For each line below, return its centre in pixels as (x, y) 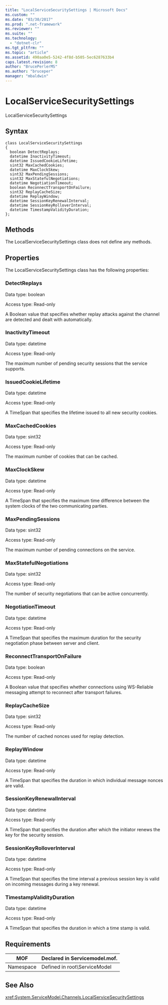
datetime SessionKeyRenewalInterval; (50, 201)
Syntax (17, 131)
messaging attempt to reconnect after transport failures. (64, 692)
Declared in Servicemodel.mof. (79, 958)
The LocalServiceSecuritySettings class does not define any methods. (78, 242)
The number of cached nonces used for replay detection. (65, 736)
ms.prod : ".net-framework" (34, 24)
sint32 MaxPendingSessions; (39, 174)
